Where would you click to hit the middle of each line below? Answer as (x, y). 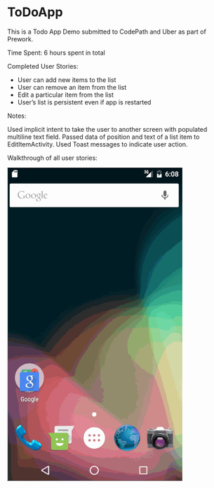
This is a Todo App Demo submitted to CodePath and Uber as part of (107, 32)
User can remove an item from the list (72, 87)
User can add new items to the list (67, 80)
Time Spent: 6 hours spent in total (56, 53)
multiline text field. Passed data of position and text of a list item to (103, 137)
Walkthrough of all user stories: (53, 158)
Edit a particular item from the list (65, 95)
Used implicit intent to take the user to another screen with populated (107, 129)
